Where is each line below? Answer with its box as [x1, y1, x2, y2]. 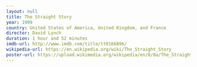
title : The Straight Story [6, 14, 72, 20]
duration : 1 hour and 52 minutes [6, 36, 88, 41]
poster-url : [6, 52, 35, 58]
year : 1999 [6, 19, 33, 25]
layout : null [6, 8, 38, 15]
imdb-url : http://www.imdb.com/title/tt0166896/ [6, 41, 127, 47]
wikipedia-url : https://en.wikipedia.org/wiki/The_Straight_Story [6, 47, 172, 52]
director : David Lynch [6, 30, 62, 36]
